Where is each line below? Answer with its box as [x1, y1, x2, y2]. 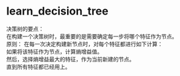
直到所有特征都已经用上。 [6, 63, 71, 71]
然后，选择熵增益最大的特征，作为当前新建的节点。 [6, 55, 135, 63]
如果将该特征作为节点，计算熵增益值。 [6, 47, 103, 55]
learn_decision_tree [6, 4, 109, 18]
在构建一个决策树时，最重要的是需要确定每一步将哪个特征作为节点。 [6, 32, 178, 40]
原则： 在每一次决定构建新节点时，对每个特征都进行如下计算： [6, 40, 163, 47]
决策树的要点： [6, 25, 44, 32]
